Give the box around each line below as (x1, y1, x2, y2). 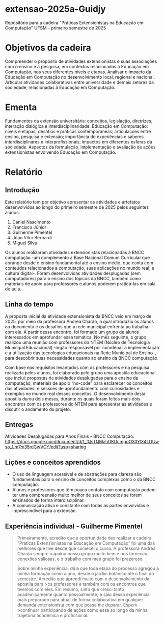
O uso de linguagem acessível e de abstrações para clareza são (12, 471, 142, 477)
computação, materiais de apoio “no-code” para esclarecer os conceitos (5, 380, 153, 386)
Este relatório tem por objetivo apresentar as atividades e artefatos (5, 199, 140, 205)
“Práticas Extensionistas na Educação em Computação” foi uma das (17, 540, 155, 546)
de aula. (5, 286, 22, 292)
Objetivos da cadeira (5, 42, 91, 54)
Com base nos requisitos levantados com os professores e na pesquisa (5, 365, 150, 370)
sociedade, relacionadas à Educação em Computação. (5, 85, 116, 90)
